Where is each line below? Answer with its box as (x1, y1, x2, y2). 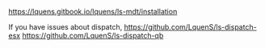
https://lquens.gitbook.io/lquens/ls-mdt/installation (8, 7, 178, 16)
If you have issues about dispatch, (8, 22, 123, 31)
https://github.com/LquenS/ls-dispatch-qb (22, 31, 164, 40)
